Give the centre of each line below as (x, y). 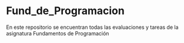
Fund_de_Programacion (65, 11)
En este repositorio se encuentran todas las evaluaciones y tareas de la (92, 27)
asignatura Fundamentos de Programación (58, 33)
